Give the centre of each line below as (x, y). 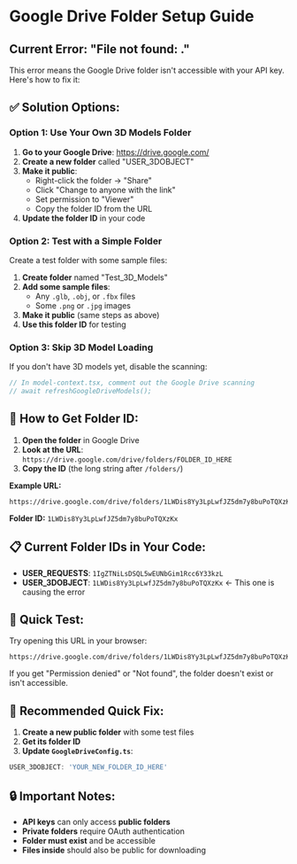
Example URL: (35, 486)
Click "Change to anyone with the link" (105, 190)
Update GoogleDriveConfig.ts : (77, 751)
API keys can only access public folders (96, 821)
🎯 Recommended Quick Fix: (87, 711)
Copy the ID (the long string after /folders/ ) (103, 468)
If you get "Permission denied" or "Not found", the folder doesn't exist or (141, 673)
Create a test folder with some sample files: (88, 260)
